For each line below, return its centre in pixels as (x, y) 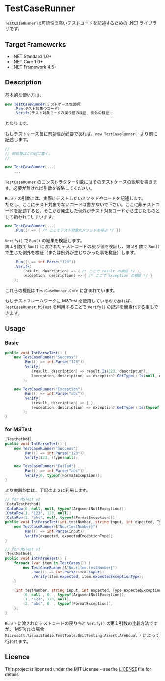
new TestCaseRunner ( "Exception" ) (48, 389)
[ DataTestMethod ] (23, 504)
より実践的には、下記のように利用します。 (48, 490)
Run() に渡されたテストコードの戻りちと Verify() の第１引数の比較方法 (77, 623)
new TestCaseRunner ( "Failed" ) (45, 466)
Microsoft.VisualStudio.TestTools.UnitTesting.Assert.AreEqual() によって (82, 635)
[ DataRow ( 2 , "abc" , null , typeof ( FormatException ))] (60, 518)
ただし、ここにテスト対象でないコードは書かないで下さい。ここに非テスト (80, 204)
